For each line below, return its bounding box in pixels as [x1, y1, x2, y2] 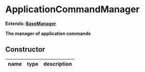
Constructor [5, 45, 45, 54]
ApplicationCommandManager [5, 4, 140, 15]
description [43, 60, 72, 67]
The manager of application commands [5, 30, 91, 36]
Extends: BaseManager [5, 20, 56, 27]
